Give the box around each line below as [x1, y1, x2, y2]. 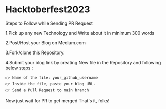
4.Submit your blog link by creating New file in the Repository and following [5, 59, 161, 65]
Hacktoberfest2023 [5, 4, 90, 15]
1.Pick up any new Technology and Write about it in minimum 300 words [5, 30, 155, 36]
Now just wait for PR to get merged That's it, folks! [5, 97, 110, 104]
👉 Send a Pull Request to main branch [5, 87, 89, 93]
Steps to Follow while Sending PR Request [5, 20, 93, 26]
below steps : [5, 65, 33, 71]
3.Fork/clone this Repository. [5, 49, 65, 56]
